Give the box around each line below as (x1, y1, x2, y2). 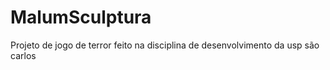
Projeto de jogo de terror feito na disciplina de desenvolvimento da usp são (10, 39, 320, 51)
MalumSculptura (10, 6, 152, 29)
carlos (10, 49, 37, 61)
